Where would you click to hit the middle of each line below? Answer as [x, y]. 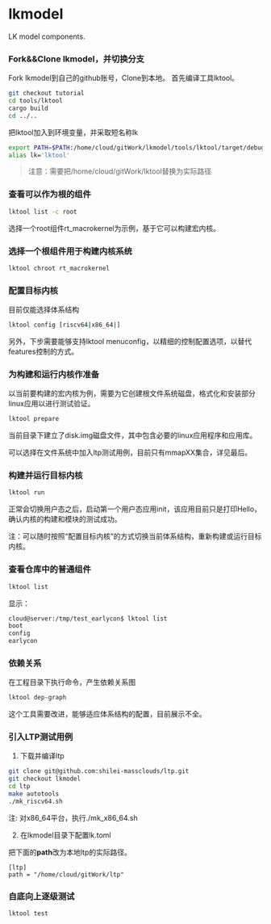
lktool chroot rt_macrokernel [59, 268]
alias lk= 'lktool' [39, 155]
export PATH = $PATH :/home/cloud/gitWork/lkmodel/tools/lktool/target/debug [137, 147]
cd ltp [19, 787]
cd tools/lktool [35, 101]
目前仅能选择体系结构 [44, 310]
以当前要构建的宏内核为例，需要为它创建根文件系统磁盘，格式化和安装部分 [132, 393]
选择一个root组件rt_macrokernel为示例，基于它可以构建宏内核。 [114, 228]
